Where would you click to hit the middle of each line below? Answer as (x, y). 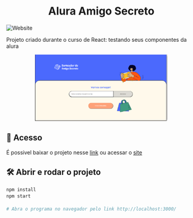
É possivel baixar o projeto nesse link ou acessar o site (74, 152)
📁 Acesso (24, 138)
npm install (21, 190)
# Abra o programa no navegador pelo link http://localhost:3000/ (91, 209)
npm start (19, 196)
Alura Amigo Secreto (101, 11)
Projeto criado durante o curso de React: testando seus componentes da (96, 39)
